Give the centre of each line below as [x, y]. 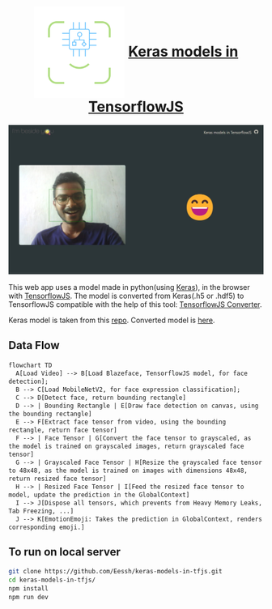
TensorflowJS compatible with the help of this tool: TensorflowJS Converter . [135, 304]
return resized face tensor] [57, 479]
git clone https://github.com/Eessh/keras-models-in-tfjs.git [115, 572]
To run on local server [65, 552]
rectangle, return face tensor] [63, 430]
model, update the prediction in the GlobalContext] [99, 495]
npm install [28, 589]
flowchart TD [30, 365]
